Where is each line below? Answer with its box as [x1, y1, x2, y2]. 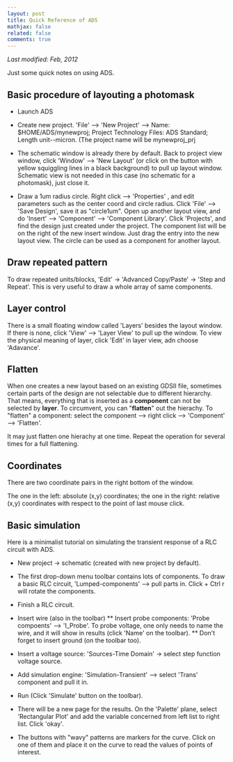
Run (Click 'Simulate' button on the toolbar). [17, 692, 143, 699]
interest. [17, 748, 42, 756]
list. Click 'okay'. [17, 720, 64, 728]
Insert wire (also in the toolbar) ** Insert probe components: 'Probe [17, 614, 210, 622]
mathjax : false [7, 23, 51, 30]
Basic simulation [7, 519, 81, 531]
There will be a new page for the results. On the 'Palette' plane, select [17, 705, 218, 713]
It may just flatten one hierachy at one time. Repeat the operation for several [7, 432, 225, 440]
